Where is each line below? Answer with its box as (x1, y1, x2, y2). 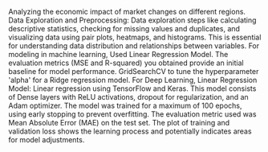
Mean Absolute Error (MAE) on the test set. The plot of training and (8, 118, 230, 127)
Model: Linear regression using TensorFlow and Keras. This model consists (8, 84, 257, 93)
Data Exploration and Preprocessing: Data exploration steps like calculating (8, 15, 257, 25)
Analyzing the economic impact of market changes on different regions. (8, 7, 246, 16)
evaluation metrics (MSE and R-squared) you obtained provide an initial (8, 58, 244, 68)
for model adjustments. (8, 135, 85, 144)
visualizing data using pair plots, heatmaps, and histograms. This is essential (8, 32, 262, 42)
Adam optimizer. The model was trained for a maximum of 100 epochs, (8, 101, 242, 110)
